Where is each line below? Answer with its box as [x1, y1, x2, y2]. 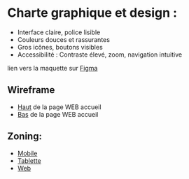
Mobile [17, 149, 38, 157]
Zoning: [7, 131, 42, 143]
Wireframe [7, 84, 55, 96]
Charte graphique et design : [7, 5, 177, 21]
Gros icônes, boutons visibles [17, 43, 103, 51]
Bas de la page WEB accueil [17, 110, 99, 118]
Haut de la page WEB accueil [17, 103, 101, 111]
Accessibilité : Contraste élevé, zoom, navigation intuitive [17, 50, 183, 59]
